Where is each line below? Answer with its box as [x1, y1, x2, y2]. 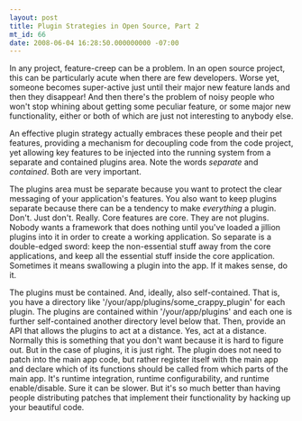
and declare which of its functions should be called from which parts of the [9, 363, 288, 374]
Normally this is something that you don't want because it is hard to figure [9, 335, 284, 346]
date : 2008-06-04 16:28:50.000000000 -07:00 [9, 38, 179, 48]
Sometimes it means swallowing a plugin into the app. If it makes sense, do [9, 260, 288, 271]
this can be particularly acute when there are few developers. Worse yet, [9, 73, 279, 84]
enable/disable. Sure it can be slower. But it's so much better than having [9, 383, 281, 394]
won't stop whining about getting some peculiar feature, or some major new [9, 101, 291, 112]
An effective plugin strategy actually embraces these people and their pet [9, 128, 282, 139]
